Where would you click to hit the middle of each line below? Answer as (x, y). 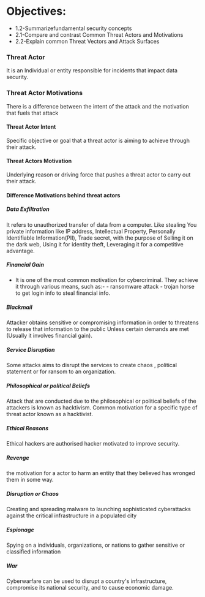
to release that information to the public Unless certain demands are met (98, 329)
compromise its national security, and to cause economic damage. (90, 588)
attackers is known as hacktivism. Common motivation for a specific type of (102, 408)
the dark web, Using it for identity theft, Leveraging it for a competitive (95, 244)
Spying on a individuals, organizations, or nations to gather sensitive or (96, 545)
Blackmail (19, 307)
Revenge (18, 457)
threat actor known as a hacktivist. (50, 414)
